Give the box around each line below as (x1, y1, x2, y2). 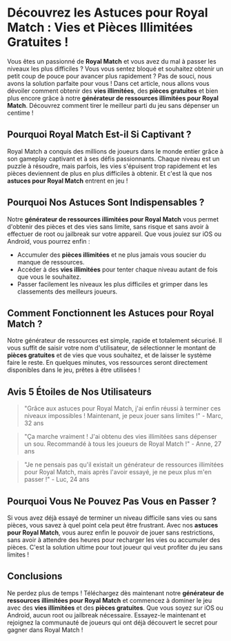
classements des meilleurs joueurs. (17, 287, 118, 296)
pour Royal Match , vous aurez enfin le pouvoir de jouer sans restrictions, (7, 528, 215, 536)
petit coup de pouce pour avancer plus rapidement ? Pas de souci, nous (7, 71, 212, 80)
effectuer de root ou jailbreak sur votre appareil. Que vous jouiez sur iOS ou (7, 230, 222, 238)
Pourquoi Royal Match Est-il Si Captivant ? (7, 129, 192, 141)
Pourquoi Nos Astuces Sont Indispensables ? (7, 197, 205, 208)
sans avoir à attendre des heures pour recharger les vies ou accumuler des (7, 536, 221, 544)
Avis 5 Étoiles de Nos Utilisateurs (7, 386, 152, 397)
